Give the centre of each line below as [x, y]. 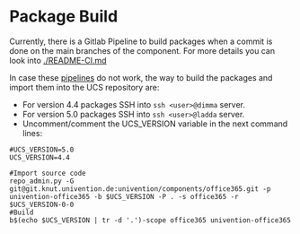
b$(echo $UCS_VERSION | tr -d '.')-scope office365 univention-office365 [150, 220]
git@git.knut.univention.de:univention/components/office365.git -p [140, 189]
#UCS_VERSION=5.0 [42, 150]
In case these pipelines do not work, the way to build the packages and [141, 77]
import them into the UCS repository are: [84, 87]
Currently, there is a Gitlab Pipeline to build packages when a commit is [141, 41]
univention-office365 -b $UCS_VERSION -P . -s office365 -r [124, 196]
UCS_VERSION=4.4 [40, 157]
